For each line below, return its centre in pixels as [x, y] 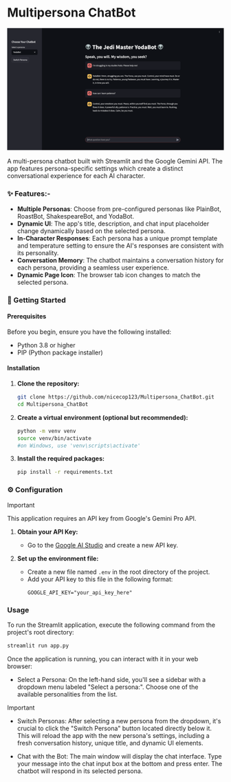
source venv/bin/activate [54, 438]
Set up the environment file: [58, 558]
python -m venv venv [46, 431]
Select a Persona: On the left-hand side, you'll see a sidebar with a [111, 679]
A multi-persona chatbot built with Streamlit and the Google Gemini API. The [115, 161]
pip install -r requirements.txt [65, 472]
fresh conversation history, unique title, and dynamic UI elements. [110, 743]
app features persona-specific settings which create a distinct [95, 169]
